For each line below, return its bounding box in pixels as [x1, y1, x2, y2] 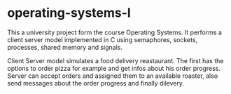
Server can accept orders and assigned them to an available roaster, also [7, 72, 218, 80]
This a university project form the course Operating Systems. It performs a [7, 28, 223, 36]
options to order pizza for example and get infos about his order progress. [7, 64, 221, 72]
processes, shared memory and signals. [7, 43, 123, 51]
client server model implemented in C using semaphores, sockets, [7, 35, 198, 43]
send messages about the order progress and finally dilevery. [7, 79, 184, 87]
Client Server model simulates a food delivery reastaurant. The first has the [7, 56, 224, 65]
